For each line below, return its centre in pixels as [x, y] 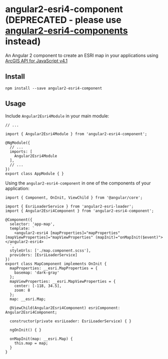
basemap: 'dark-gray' [37, 273]
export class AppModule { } [35, 173]
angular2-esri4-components [67, 31]
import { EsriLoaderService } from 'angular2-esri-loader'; [70, 206]
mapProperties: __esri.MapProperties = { [54, 268]
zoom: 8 [22, 290]
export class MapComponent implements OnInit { [56, 264]
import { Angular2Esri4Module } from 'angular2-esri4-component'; [76, 134]
